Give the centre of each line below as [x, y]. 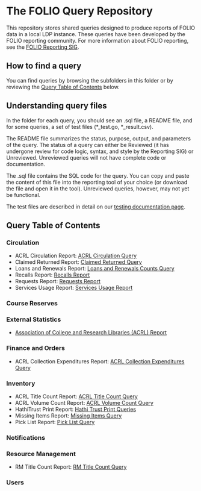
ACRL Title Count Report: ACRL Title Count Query [76, 396]
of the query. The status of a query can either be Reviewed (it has [88, 145]
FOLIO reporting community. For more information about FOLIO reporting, [97, 40]
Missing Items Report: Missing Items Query [68, 416]
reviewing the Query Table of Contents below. [63, 87]
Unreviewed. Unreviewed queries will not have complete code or [86, 157]
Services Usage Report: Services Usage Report [74, 288]
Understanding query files [57, 106]
